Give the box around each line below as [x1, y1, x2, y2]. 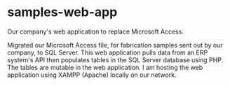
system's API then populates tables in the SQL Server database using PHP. [7, 55, 223, 64]
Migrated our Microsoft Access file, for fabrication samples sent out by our [7, 41, 223, 49]
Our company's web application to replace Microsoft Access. [7, 27, 184, 36]
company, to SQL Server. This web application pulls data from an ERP [7, 48, 208, 57]
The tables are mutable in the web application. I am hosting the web [7, 63, 203, 71]
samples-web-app [7, 4, 118, 20]
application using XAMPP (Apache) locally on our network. [7, 71, 177, 79]
